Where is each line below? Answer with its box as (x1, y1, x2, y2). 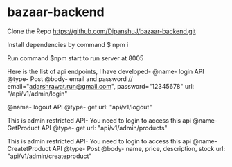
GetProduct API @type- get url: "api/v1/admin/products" (7, 123, 168, 132)
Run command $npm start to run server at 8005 (7, 53, 144, 62)
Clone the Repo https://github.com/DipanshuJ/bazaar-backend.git (7, 27, 196, 35)
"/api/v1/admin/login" (7, 89, 68, 98)
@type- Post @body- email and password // (7, 74, 133, 83)
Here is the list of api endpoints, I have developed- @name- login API (7, 67, 204, 76)
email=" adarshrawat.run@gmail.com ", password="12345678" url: (7, 82, 195, 90)
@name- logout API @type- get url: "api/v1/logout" (7, 103, 152, 111)
